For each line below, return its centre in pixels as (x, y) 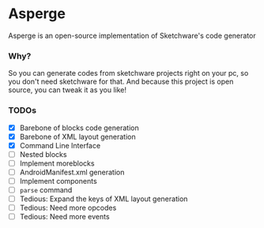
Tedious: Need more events (64, 217)
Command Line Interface (60, 145)
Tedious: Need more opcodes (68, 208)
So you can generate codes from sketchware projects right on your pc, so (128, 73)
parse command (46, 189)
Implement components (58, 181)
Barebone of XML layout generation (77, 136)
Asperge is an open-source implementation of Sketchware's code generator (132, 36)
